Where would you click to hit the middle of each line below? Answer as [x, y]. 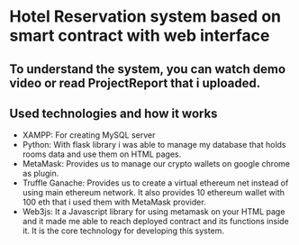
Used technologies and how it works [113, 113]
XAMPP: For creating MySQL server [89, 135]
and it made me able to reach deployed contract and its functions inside [156, 222]
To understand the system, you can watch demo [148, 69]
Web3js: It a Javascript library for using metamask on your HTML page [154, 212]
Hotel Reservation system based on [145, 17]
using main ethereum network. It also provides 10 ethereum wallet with [154, 193]
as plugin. [41, 174]
